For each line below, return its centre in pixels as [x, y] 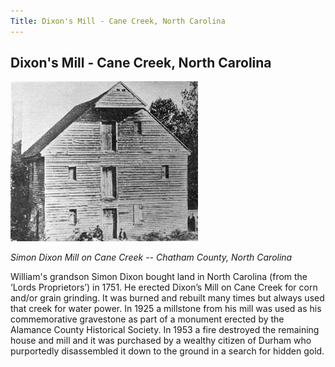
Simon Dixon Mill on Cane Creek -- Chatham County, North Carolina [151, 257]
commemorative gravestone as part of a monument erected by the [147, 319]
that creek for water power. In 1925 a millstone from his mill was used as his [166, 309]
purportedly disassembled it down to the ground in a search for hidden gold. [167, 351]
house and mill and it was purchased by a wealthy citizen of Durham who [161, 341]
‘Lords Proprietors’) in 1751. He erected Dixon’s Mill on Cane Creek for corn [164, 287]
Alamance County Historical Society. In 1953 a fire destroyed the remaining [165, 330]
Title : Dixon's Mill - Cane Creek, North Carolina [118, 21]
